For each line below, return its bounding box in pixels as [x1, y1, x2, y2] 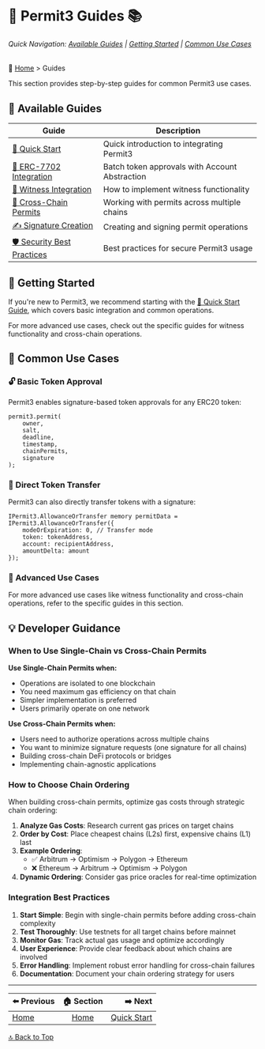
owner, [22, 419, 44, 428]
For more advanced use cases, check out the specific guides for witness [8, 321, 244, 330]
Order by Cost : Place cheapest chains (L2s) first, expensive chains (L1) [19, 829, 251, 839]
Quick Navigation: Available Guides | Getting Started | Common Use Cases [8, 39, 252, 48]
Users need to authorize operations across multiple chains [19, 734, 210, 744]
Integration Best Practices [8, 892, 110, 903]
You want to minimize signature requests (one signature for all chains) [19, 742, 247, 752]
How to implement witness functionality [103, 184, 250, 195]
